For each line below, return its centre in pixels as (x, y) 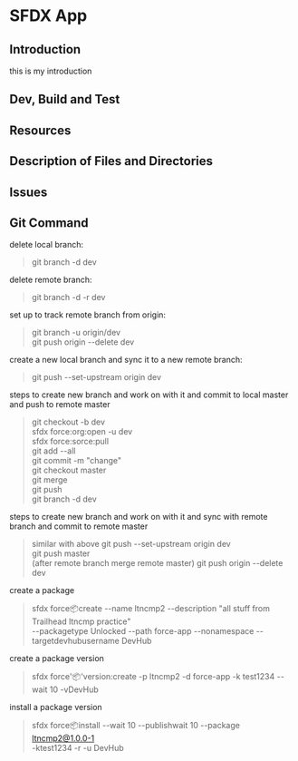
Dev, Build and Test (65, 99)
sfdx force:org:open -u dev (82, 432)
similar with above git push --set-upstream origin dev (131, 544)
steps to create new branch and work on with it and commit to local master (149, 395)
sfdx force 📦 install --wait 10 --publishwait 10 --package (135, 726)
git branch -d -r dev (68, 298)
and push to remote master (60, 405)
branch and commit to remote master (79, 526)
